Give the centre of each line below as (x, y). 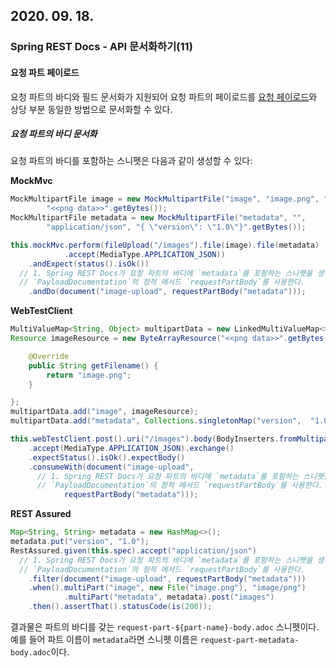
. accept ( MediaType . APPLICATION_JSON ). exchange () (131, 448)
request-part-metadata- (249, 640)
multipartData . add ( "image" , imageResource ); (104, 412)
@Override (49, 356)
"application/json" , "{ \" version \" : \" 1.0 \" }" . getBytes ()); (176, 227)
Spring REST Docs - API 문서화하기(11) (101, 47)
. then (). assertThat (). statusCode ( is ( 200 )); (120, 607)
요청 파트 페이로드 (45, 72)
